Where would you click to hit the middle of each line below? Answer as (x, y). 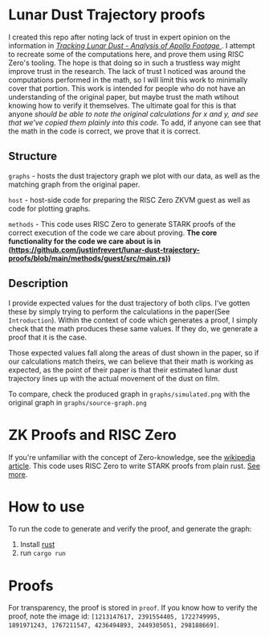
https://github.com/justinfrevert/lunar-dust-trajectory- (106, 249)
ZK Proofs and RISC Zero (92, 435)
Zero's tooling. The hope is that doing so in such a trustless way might (124, 63)
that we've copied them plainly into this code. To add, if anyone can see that (134, 122)
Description (38, 284)
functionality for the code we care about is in (85, 241)
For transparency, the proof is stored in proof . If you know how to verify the (133, 608)
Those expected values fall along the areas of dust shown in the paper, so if (134, 352)
